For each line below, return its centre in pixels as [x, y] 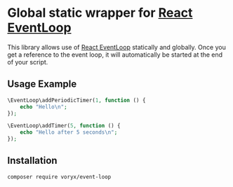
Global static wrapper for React [100, 13]
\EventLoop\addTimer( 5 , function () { [64, 126]
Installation [32, 161]
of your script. [28, 62]
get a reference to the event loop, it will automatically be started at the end [115, 55]
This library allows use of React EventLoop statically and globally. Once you [116, 47]
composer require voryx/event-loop [59, 176]
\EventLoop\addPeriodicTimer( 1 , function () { [76, 100]
